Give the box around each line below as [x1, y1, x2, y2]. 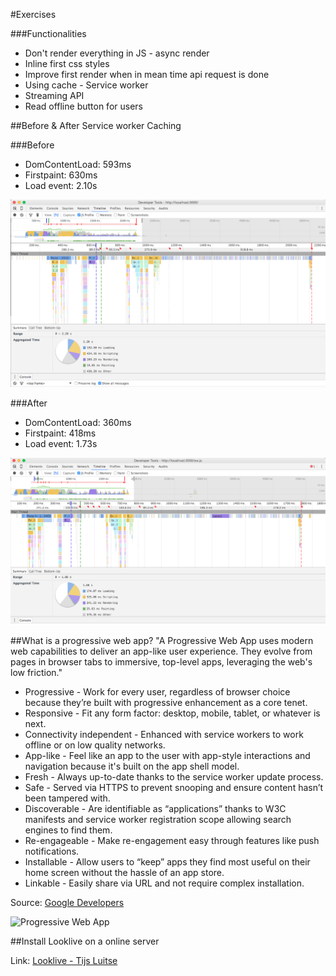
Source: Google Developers [10, 897, 125, 909]
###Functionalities [10, 28, 87, 39]
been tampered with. [24, 792, 111, 804]
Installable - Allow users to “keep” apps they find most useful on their [24, 856, 311, 868]
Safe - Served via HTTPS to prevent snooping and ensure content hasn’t [24, 782, 324, 794]
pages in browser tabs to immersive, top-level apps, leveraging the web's [10, 656, 313, 668]
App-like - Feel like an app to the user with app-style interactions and [24, 750, 311, 762]
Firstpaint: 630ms [24, 169, 98, 181]
